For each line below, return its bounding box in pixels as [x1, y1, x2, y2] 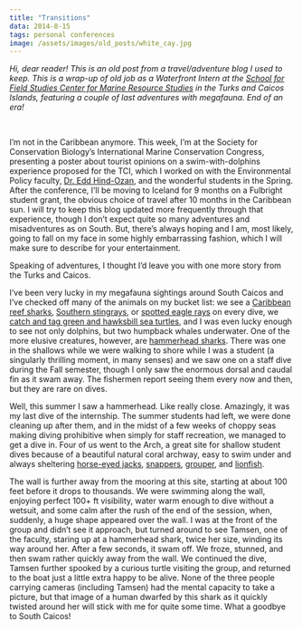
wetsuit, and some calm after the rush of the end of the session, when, [9, 505, 273, 516]
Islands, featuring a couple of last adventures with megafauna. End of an [9, 92, 283, 103]
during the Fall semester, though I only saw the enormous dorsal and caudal [9, 364, 292, 376]
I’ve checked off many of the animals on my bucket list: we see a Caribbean [9, 297, 292, 308]
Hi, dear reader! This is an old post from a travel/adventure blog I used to [9, 63, 283, 74]
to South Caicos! [9, 611, 71, 622]
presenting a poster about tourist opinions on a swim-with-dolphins [9, 156, 260, 167]
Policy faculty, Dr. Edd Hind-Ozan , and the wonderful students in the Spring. [9, 176, 294, 186]
